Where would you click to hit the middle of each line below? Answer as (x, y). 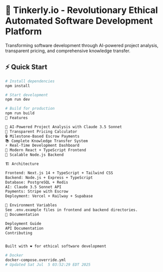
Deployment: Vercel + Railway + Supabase (49, 196)
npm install (18, 86)
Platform (24, 32)
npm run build (20, 113)
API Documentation (24, 228)
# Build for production (30, 109)
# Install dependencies (30, 81)
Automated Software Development (79, 21)
